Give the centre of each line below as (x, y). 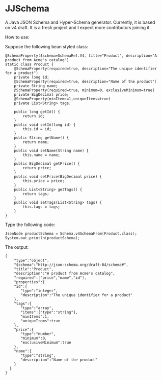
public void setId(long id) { (45, 125)
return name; (36, 142)
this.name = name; (41, 155)
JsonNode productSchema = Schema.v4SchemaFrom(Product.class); (71, 233)
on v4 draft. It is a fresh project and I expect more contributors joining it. (78, 27)
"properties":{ (29, 282)
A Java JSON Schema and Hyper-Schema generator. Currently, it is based (80, 22)
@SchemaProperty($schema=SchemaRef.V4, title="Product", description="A (81, 56)
